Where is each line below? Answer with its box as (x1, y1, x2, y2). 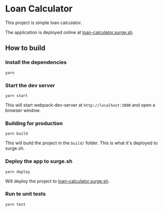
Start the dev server (5, 82, 55, 89)
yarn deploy (5, 169, 30, 174)
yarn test (5, 201, 26, 207)
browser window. (5, 107, 41, 113)
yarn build (5, 131, 28, 136)
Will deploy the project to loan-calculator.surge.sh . (5, 178, 110, 184)
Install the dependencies (5, 59, 67, 66)
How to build (5, 44, 46, 53)
